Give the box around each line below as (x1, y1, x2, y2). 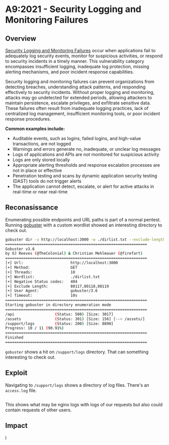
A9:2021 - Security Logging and (5, 4, 142, 15)
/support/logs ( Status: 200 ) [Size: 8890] (5, 321, 114, 326)
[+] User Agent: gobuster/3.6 (5, 288, 98, 293)
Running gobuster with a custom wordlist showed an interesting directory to (5, 222, 162, 228)
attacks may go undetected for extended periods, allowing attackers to (5, 94, 152, 100)
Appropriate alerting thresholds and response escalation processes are (12, 162, 160, 168)
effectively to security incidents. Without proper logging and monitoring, (5, 89, 155, 95)
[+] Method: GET (5, 265, 78, 270)
